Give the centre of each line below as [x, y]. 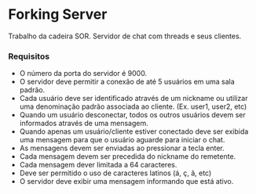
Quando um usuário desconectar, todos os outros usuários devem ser [132, 115]
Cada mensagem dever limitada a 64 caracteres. [98, 165]
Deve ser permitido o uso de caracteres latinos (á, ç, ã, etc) [115, 173]
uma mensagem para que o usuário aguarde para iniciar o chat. [122, 140]
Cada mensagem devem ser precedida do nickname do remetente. [128, 156]
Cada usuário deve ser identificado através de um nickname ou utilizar [133, 99]
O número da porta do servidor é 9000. [83, 74]
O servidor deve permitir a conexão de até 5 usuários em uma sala [127, 82]
